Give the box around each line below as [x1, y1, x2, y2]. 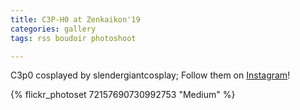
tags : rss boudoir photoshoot [10, 33, 137, 43]
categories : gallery [10, 24, 97, 34]
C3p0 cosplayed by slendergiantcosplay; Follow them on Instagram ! [10, 69, 291, 81]
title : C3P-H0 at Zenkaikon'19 [10, 14, 141, 25]
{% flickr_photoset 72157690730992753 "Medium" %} [10, 89, 236, 101]
